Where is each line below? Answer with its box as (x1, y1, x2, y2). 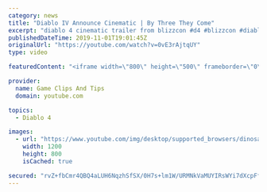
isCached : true (22, 157, 73, 165)
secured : (8, 171, 37, 179)
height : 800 (22, 150, 62, 158)
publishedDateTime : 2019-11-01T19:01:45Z (8, 33, 148, 42)
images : (8, 128, 34, 136)
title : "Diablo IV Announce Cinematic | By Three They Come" (8, 19, 215, 27)
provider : (8, 77, 41, 85)
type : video (8, 48, 48, 56)
